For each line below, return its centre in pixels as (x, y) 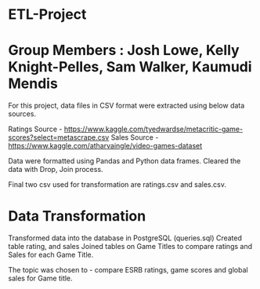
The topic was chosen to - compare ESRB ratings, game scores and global (128, 270)
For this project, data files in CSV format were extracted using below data (126, 106)
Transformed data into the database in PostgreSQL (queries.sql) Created (125, 238)
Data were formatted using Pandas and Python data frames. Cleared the (125, 161)
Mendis (33, 84)
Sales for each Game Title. (51, 255)
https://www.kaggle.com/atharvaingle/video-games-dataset (105, 146)
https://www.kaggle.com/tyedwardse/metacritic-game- (153, 129)
